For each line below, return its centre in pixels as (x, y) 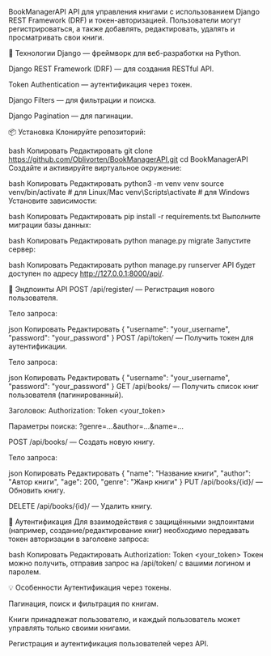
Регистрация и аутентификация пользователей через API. (108, 643)
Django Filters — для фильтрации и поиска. (82, 100)
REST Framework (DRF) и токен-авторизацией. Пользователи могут (125, 20)
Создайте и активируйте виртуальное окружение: (95, 168)
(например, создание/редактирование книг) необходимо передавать (129, 530)
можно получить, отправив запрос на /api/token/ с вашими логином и (129, 563)
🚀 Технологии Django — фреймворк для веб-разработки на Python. (125, 53)
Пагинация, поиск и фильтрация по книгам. (84, 603)
